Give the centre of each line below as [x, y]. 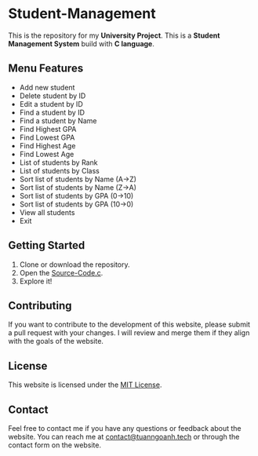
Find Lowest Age [47, 154]
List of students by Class [59, 170]
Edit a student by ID [51, 104]
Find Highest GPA [48, 129]
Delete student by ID [53, 96]
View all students [47, 212]
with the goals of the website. [56, 341]
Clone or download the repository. [75, 264]
